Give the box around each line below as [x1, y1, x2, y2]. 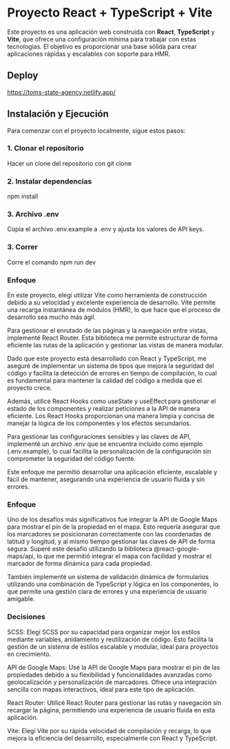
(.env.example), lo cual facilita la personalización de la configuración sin [7, 447, 211, 456]
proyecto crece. [7, 384, 52, 392]
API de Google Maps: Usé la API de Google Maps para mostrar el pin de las [7, 663, 220, 671]
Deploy [7, 70, 39, 81]
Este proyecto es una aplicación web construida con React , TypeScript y [7, 28, 215, 36]
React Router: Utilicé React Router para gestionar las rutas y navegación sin [7, 699, 222, 707]
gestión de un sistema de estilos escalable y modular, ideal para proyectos [7, 642, 219, 650]
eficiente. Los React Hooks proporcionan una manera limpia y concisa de [7, 412, 215, 420]
